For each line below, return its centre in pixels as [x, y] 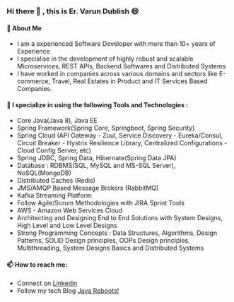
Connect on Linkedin [47, 283]
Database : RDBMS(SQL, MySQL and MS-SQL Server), [96, 166]
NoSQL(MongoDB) [44, 173]
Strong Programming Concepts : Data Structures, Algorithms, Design [117, 233]
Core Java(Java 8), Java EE [57, 121]
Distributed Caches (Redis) [56, 181]
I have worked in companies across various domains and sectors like [117, 74]
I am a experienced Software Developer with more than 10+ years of [116, 44]
